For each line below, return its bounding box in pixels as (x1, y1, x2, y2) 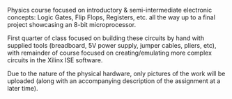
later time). (7, 84, 38, 92)
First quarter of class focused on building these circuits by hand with (7, 34, 204, 42)
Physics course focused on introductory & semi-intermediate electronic (7, 6, 212, 14)
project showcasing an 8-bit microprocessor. (7, 21, 137, 28)
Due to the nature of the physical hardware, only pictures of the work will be (7, 69, 226, 78)
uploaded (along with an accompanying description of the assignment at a (7, 77, 221, 85)
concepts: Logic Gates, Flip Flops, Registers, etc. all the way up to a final (7, 13, 216, 21)
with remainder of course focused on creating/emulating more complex (7, 48, 212, 57)
